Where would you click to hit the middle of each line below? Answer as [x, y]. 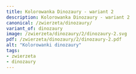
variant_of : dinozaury [34, 28]
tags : [13, 51]
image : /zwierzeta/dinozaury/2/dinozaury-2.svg [67, 34]
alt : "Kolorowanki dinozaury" [44, 45]
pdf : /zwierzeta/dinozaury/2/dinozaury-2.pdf [64, 39]
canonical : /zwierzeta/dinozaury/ [49, 23]
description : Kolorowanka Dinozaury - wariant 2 [68, 17]
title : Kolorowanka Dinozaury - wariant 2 [60, 12]
